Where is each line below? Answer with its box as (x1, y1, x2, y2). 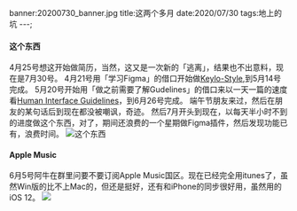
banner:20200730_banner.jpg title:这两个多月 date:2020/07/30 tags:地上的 (9, 8, 282, 18)
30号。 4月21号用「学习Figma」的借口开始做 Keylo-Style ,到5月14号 (36, 74, 282, 84)
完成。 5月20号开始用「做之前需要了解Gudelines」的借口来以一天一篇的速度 (9, 84, 288, 95)
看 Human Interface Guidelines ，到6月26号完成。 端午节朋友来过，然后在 (9, 96, 276, 106)
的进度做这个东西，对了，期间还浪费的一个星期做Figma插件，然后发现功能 (9, 118, 281, 129)
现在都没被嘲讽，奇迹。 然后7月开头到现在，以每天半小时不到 (63, 106, 288, 117)
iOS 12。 (9, 192, 41, 203)
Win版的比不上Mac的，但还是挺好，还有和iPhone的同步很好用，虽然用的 (16, 181, 282, 192)
